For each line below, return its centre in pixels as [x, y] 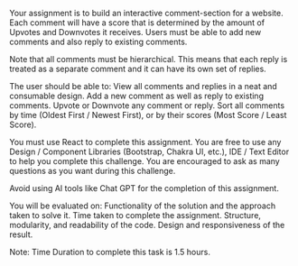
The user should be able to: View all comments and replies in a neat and [143, 86]
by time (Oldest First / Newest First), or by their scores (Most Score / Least [148, 115]
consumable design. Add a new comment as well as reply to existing [137, 96]
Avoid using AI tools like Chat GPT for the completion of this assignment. [144, 188]
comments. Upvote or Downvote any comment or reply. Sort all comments [147, 105]
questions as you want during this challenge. [93, 171]
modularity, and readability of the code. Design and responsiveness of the [147, 225]
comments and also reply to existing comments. [98, 41]
